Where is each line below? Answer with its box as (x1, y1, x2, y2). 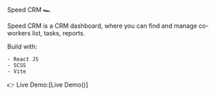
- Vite (7, 68, 26, 75)
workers (7, 29, 31, 37)
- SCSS (7, 62, 26, 69)
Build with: (7, 42, 38, 51)
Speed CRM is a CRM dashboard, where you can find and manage (7, 21, 197, 30)
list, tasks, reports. (32, 29, 86, 37)
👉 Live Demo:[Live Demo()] (7, 80, 88, 89)
